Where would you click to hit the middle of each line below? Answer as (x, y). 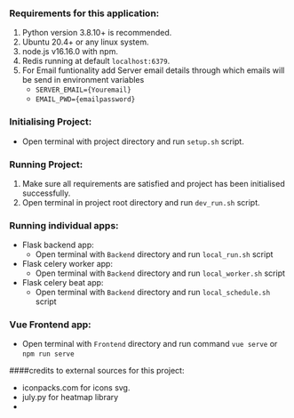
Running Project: (46, 165)
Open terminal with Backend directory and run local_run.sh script (154, 254)
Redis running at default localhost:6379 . (96, 61)
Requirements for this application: (84, 13)
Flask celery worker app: (68, 264)
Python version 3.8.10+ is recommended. (97, 33)
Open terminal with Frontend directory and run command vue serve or (150, 344)
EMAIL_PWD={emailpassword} (85, 100)
